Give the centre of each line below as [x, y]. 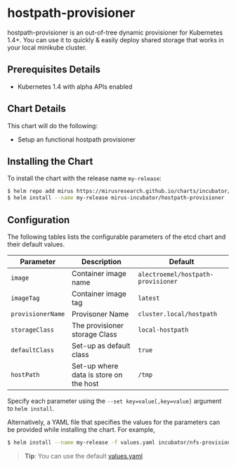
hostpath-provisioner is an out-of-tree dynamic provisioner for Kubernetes [115, 32]
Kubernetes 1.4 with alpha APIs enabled [75, 87]
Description [101, 261]
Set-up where [95, 366]
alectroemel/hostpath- [176, 274]
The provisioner [98, 325]
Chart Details [37, 109]
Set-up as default [101, 345]
